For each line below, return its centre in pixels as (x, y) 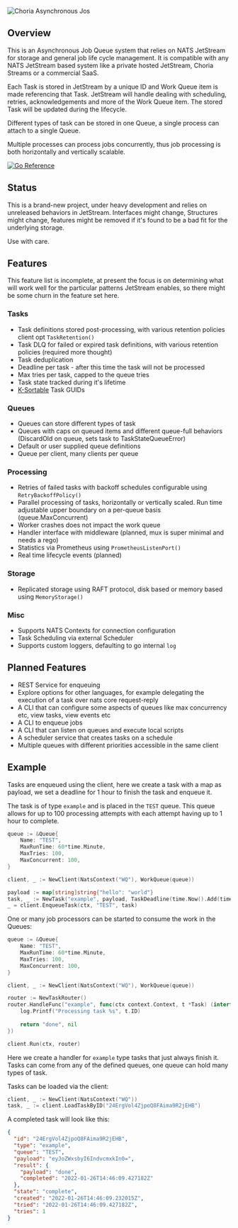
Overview (29, 33)
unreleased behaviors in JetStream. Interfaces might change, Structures (113, 212)
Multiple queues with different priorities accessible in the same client (118, 745)
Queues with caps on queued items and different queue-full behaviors (120, 431)
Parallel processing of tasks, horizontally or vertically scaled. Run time (120, 503)
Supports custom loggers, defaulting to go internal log (97, 645)
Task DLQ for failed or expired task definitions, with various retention (118, 345)
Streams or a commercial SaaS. (53, 73)
